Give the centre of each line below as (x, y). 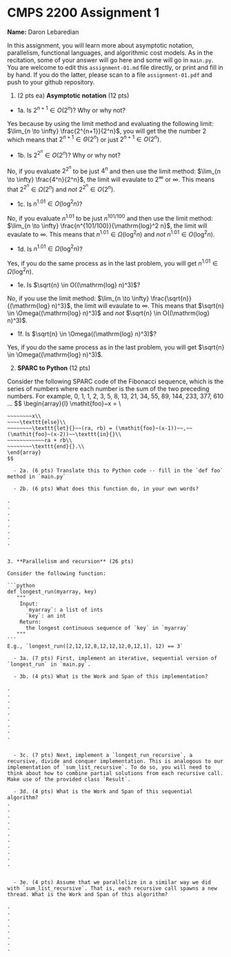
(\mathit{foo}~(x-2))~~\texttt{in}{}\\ (64, 435)
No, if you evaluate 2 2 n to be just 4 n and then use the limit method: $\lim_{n (114, 170)
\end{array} (24, 453)
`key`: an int (46, 616)
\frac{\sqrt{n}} (171, 298)
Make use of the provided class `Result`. (69, 780)
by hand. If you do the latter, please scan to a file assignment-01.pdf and (110, 75)
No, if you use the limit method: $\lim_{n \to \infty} (78, 298)
